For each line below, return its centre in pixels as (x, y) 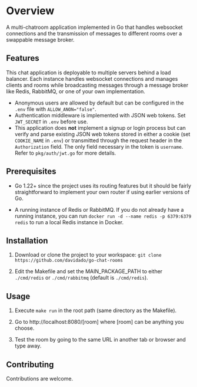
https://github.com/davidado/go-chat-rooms (69, 261)
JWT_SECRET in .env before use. (51, 122)
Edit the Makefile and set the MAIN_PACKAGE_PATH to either (89, 271)
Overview (30, 11)
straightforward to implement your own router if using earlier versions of (102, 192)
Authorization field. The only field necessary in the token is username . (99, 146)
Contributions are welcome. (40, 378)
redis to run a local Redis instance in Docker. (69, 222)
